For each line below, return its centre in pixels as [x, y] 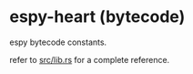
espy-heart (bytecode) [97, 17]
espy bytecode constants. [58, 42]
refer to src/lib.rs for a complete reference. [90, 59]
